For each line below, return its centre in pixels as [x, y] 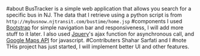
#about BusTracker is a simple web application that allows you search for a [99, 9]
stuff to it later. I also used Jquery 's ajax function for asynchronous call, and [100, 34]
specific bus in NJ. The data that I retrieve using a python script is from [94, 15]
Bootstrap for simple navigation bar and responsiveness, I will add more [95, 27]
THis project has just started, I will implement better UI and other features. [98, 46]
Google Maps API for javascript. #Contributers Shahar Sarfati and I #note [96, 40]
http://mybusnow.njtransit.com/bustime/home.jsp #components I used [94, 21]
